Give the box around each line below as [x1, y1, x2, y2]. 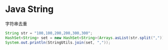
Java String [5, 3, 54, 15]
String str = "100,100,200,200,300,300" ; [5, 30, 93, 35]
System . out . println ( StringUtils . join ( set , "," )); [5, 40, 111, 45]
